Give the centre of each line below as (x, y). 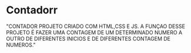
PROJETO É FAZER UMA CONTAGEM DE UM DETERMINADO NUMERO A (94, 32)
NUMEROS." (21, 45)
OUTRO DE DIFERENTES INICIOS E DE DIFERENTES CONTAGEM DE (88, 38)
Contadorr (32, 10)
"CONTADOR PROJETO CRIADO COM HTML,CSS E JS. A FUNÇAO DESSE (95, 26)
